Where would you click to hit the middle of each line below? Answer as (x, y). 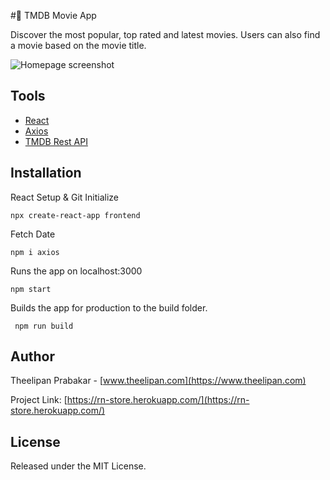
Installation (46, 173)
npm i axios (35, 252)
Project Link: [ (39, 400)
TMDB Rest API (56, 141)
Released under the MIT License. (78, 466)
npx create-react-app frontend (75, 215)
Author (32, 356)
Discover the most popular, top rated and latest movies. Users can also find (165, 34)
